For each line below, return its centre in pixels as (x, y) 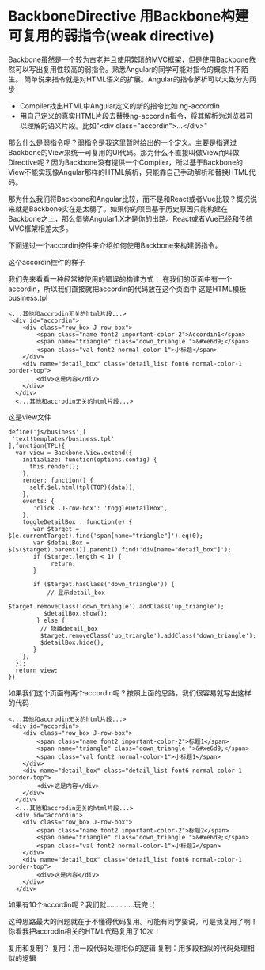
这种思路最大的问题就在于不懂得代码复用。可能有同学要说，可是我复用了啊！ (133, 921)
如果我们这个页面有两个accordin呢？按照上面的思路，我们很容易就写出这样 (130, 692)
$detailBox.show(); (76, 613)
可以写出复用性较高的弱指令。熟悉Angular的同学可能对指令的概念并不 (128, 69)
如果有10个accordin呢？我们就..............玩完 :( (81, 904)
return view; (37, 670)
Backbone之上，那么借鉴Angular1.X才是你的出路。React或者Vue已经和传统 (131, 218)
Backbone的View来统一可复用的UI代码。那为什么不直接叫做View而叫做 (124, 152)
